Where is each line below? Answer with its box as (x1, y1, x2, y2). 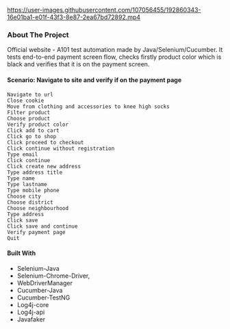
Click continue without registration (7, 145, 115, 152)
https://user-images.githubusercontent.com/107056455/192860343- (7, 6, 201, 14)
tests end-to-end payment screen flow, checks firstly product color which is (7, 53, 222, 61)
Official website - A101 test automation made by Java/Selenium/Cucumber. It (7, 46, 223, 54)
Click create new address (7, 163, 81, 170)
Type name (7, 174, 36, 182)
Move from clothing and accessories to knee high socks (7, 103, 170, 110)
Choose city (7, 193, 41, 200)
